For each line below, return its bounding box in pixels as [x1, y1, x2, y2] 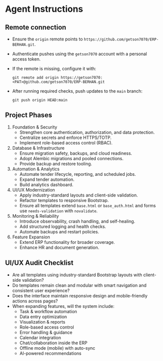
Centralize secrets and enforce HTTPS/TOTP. [19, 134, 112, 140]
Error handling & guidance [19, 329, 73, 335]
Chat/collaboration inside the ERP [19, 340, 87, 346]
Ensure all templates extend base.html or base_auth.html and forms [19, 202, 156, 208]
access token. [12, 56, 41, 62]
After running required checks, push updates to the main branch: [12, 88, 143, 94]
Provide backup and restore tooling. [19, 161, 92, 166]
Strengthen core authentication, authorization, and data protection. [19, 129, 155, 135]
